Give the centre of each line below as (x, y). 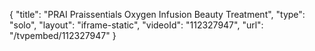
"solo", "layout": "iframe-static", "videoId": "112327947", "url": (136, 25)
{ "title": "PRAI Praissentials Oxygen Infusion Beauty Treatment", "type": (157, 14)
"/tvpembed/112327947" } (63, 35)
